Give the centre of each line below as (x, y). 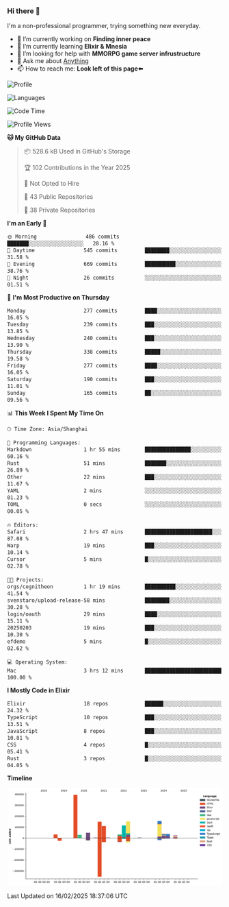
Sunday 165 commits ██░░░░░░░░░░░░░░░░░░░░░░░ (114, 394)
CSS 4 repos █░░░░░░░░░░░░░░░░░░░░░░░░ (114, 745)
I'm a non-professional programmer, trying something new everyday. (104, 26)
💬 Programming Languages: (44, 443)
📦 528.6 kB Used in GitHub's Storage (77, 152)
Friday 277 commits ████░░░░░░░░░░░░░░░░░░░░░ (114, 366)
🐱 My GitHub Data (34, 138)
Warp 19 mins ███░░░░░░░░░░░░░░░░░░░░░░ (114, 546)
